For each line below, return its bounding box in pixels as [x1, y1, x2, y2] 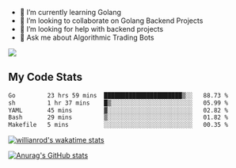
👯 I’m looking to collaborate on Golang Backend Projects [19, 16, 204, 25]
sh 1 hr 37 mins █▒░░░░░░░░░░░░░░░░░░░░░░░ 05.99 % [8, 99, 228, 107]
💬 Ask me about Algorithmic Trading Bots [19, 32, 154, 42]
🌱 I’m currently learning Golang [19, 8, 121, 17]
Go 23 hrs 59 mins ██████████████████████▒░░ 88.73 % [8, 91, 228, 99]
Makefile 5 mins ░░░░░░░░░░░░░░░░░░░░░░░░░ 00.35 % [8, 121, 228, 129]
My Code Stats [8, 71, 83, 84]
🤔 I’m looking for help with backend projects [19, 25, 164, 33]
